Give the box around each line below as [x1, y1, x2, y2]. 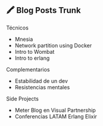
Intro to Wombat [14, 48, 55, 55]
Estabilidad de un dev [14, 77, 68, 85]
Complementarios [6, 66, 50, 73]
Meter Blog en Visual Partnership [14, 106, 96, 114]
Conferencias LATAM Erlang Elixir [14, 112, 97, 120]
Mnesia [14, 35, 33, 43]
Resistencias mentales [14, 83, 70, 91]
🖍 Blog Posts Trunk [6, 5, 82, 15]
